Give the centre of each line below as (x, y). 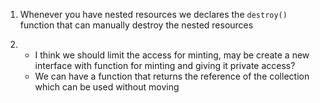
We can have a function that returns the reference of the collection (172, 76)
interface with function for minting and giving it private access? (165, 65)
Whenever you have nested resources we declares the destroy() (153, 14)
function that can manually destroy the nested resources (136, 25)
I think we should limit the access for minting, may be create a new (172, 55)
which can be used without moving (107, 87)
